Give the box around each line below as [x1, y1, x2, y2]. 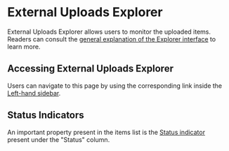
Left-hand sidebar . [7, 88, 61, 97]
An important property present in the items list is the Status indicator [7, 128, 206, 136]
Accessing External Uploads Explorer [7, 63, 174, 74]
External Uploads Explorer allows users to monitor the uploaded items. [7, 27, 211, 36]
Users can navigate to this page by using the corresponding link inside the [7, 81, 223, 90]
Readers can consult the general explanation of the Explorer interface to [7, 34, 216, 43]
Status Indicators [7, 110, 84, 122]
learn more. [7, 42, 41, 51]
